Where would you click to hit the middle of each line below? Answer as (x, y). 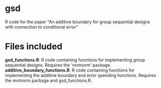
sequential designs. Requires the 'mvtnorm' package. (58, 65)
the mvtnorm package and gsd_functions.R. (49, 80)
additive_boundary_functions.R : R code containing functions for (70, 70)
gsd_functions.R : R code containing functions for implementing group (75, 60)
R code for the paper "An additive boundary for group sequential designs (78, 22)
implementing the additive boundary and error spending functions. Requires (80, 75)
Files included (34, 47)
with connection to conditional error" (42, 27)
